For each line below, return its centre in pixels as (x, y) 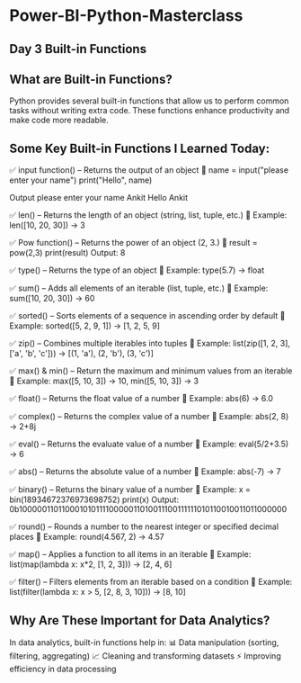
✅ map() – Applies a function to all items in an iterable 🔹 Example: (130, 554)
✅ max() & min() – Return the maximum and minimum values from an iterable (151, 371)
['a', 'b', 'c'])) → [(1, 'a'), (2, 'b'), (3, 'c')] (82, 354)
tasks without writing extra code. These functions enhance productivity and (150, 111)
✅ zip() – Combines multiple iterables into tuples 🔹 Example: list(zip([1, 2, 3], (150, 344)
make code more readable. (59, 120)
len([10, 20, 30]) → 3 (47, 225)
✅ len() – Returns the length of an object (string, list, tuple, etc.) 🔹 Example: (148, 215)
